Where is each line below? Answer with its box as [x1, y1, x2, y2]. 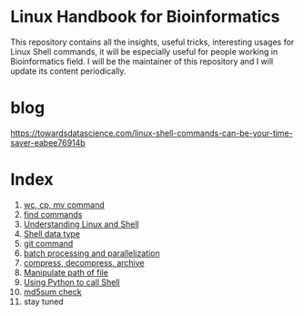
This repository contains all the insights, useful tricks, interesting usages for [10, 36, 295, 47]
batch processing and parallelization [23, 248, 160, 259]
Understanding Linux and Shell [23, 219, 139, 229]
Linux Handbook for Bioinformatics [10, 6, 280, 27]
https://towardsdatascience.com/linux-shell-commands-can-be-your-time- [10, 127, 294, 138]
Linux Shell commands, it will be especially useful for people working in [10, 46, 279, 56]
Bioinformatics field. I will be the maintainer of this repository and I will [10, 56, 274, 66]
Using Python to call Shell [23, 276, 120, 288]
